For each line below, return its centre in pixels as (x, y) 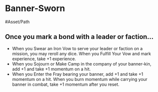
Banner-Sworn (35, 8)
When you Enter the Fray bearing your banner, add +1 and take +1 (78, 74)
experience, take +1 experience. (44, 59)
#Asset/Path (17, 22)
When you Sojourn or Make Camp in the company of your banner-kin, (82, 64)
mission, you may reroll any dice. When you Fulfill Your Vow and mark (81, 53)
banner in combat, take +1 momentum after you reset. (66, 84)
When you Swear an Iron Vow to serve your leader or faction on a (77, 48)
